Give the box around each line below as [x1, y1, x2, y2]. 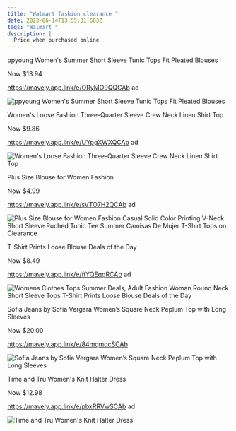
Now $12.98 [7, 389, 42, 397]
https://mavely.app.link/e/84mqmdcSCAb [7, 340, 129, 348]
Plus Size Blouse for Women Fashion [7, 173, 114, 182]
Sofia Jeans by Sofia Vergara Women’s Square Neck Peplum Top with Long [7, 305, 227, 314]
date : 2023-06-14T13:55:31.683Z [7, 17, 102, 24]
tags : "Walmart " [7, 23, 59, 30]
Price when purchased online [13, 37, 100, 44]
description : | [7, 30, 52, 37]
